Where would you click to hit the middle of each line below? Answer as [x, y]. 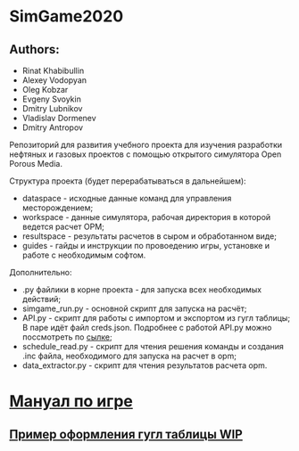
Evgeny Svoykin [52, 99]
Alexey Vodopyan [54, 80]
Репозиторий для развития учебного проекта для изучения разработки [146, 145]
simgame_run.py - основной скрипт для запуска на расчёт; [134, 308]
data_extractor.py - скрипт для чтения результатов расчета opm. [145, 365]
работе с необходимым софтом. [84, 255]
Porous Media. [36, 164]
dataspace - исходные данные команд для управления [127, 198]
